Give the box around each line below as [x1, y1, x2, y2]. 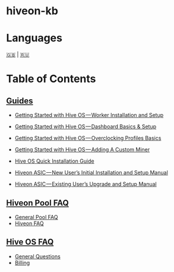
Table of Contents [6, 72, 96, 86]
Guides [6, 96, 34, 106]
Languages [6, 31, 62, 45]
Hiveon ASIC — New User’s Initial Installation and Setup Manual [14, 169, 168, 176]
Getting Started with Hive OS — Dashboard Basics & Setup [14, 123, 157, 130]
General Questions [14, 252, 61, 260]
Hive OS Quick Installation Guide [14, 157, 94, 165]
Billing [14, 259, 30, 266]
